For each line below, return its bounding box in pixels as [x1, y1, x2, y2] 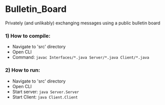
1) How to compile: [5, 32, 51, 39]
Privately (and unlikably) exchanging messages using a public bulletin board [5, 20, 161, 26]
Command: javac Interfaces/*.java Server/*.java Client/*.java [12, 54, 150, 60]
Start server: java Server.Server [12, 89, 79, 95]
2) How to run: [5, 67, 41, 74]
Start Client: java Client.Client [12, 94, 78, 100]
